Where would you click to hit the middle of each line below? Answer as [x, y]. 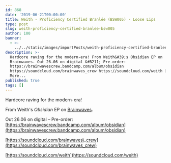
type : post [17, 24]
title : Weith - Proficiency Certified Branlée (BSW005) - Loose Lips [81, 19]
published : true [22, 80]
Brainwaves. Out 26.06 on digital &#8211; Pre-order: [68, 62]
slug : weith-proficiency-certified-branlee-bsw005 [60, 29]
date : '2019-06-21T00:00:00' [36, 15]
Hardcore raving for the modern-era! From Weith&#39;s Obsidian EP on [86, 57]
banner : [13, 38]
